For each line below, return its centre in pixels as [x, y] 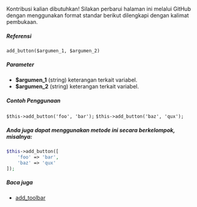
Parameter [20, 64]
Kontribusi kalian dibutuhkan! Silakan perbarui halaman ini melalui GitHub [99, 9]
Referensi [19, 36]
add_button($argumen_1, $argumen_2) [53, 51]
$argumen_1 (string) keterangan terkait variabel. [76, 80]
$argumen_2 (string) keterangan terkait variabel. [77, 86]
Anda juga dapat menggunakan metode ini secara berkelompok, [91, 130]
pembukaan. [22, 22]
